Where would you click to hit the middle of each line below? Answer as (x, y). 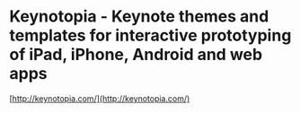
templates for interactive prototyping (150, 35)
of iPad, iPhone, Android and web (136, 55)
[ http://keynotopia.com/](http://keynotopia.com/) (100, 98)
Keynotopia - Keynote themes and (139, 17)
